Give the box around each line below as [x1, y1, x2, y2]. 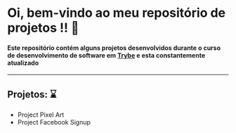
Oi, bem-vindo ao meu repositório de [7, 5, 226, 21]
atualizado [7, 58, 39, 67]
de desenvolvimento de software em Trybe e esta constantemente [7, 51, 206, 59]
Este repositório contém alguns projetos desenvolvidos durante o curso [7, 44, 221, 52]
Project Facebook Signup [17, 118, 91, 127]
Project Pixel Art [17, 110, 65, 119]
